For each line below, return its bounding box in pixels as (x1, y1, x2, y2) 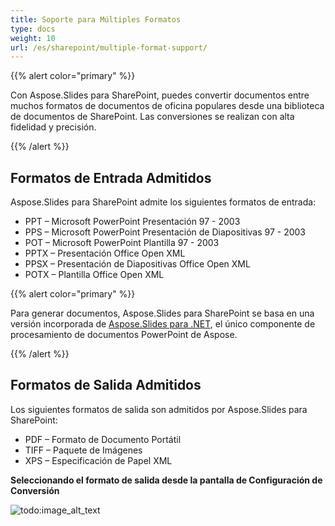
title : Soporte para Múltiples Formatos (10, 14, 182, 25)
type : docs (10, 24, 56, 34)
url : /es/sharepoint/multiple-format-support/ (10, 42, 208, 53)
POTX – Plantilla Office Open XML (24, 269, 165, 281)
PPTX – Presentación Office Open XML (24, 247, 186, 260)
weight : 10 (10, 33, 56, 43)
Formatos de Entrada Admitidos (10, 169, 212, 186)
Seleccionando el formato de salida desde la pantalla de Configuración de (10, 474, 323, 486)
